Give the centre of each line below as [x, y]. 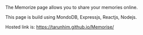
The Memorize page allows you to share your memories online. [71, 7]
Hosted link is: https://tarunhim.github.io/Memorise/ [59, 27]
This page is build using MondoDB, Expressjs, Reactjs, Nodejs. [71, 17]
